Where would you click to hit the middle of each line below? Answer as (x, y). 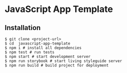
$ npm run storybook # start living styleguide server (63, 61)
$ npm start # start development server (48, 56)
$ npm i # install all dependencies (43, 48)
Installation (23, 28)
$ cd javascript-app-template (38, 43)
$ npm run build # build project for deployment (57, 65)
